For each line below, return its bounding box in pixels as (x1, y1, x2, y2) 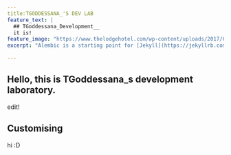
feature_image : (7, 36, 51, 43)
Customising (7, 123, 63, 134)
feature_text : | (7, 17, 54, 23)
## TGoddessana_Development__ (13, 23, 100, 30)
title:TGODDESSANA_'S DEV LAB (7, 10, 94, 17)
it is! (13, 29, 32, 37)
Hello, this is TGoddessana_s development (7, 74, 194, 85)
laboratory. (7, 84, 56, 96)
